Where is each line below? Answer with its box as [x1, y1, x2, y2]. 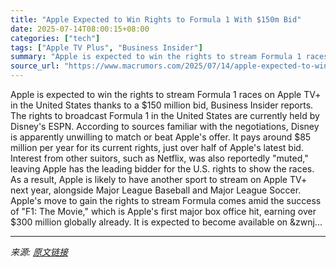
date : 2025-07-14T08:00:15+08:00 [10, 24, 150, 34]
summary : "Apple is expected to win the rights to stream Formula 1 [10, 52, 302, 62]
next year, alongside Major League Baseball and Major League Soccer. [10, 184, 302, 196]
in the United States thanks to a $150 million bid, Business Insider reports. [10, 99, 314, 111]
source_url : [10, 61, 60, 71]
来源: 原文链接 [10, 246, 68, 258]
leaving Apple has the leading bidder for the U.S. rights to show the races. [10, 163, 315, 175]
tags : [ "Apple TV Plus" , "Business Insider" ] [10, 42, 203, 53]
